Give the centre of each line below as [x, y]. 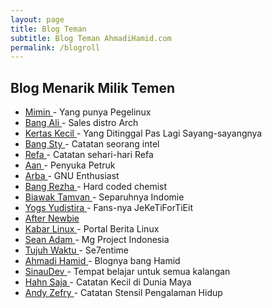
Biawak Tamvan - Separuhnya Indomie [104, 197]
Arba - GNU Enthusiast [72, 176]
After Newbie [52, 218]
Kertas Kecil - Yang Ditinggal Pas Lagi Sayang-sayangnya [143, 133]
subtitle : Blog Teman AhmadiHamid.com [91, 38]
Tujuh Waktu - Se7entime [76, 250]
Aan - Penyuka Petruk [70, 165]
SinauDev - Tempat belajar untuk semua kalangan [127, 272]
